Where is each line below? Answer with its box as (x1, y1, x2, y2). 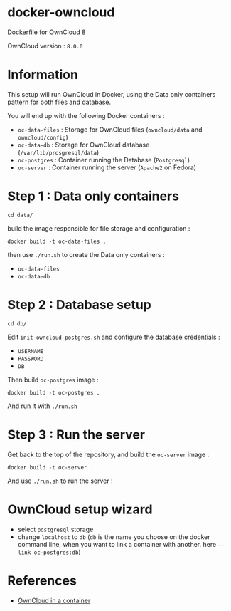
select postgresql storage (17, 525, 94, 533)
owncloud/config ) (17, 132, 69, 141)
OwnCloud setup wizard (7, 501, 153, 517)
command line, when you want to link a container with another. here (17, 540, 217, 548)
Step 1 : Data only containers (7, 188, 180, 204)
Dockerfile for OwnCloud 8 (7, 28, 86, 36)
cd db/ (7, 320, 27, 328)
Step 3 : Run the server (7, 427, 146, 442)
